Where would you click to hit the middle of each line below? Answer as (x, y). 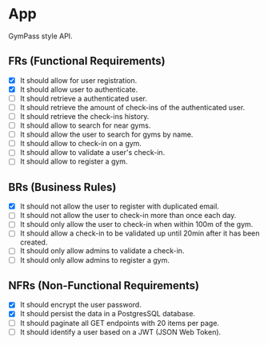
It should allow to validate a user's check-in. (92, 153)
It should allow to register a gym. (74, 161)
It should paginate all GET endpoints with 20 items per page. (120, 323)
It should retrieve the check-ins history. (84, 116)
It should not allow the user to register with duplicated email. (120, 206)
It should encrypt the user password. (80, 305)
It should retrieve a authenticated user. (84, 98)
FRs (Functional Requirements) (87, 61)
